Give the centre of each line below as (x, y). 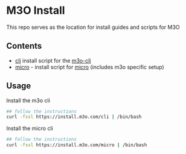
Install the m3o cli (28, 100)
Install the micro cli (30, 128)
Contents (24, 46)
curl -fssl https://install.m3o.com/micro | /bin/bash (77, 145)
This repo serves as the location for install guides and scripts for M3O (93, 27)
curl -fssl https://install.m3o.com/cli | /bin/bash (74, 117)
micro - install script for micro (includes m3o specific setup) (89, 67)
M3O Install (36, 11)
